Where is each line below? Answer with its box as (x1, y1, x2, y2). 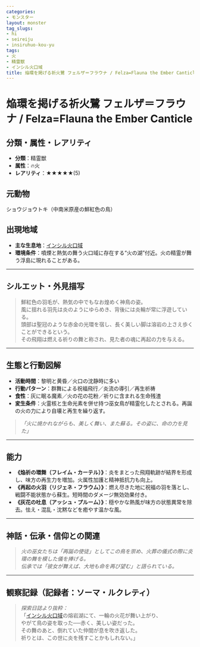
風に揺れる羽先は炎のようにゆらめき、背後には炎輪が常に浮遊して (20, 305, 183, 313)
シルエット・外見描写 (6, 281, 85, 292)
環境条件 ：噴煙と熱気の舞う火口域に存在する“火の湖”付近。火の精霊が (14, 249, 187, 256)
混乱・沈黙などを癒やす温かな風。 (40, 506, 125, 513)
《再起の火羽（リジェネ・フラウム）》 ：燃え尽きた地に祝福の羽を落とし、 (14, 484, 192, 491)
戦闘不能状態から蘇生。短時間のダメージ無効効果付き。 (14, 491, 151, 499)
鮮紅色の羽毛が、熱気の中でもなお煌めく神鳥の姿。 (20, 298, 146, 305)
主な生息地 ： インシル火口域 (14, 242, 83, 249)
